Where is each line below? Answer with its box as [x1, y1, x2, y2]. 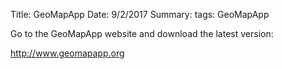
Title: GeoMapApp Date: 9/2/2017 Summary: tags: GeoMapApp [10, 9, 270, 20]
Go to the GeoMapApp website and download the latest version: [10, 28, 274, 39]
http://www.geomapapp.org [10, 47, 125, 59]
